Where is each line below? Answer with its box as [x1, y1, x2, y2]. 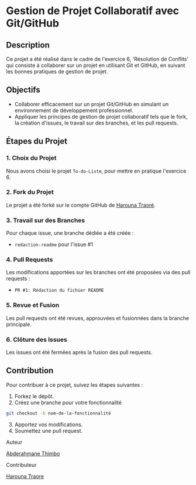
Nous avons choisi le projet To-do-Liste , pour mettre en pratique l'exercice [6, 167, 187, 174]
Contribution [6, 366, 54, 376]
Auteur [6, 439, 23, 446]
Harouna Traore [6, 473, 44, 480]
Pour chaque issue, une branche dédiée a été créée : [6, 230, 134, 237]
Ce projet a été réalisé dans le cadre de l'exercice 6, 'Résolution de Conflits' [6, 56, 189, 62]
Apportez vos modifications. [14, 421, 83, 428]
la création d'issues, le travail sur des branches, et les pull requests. [14, 119, 178, 126]
